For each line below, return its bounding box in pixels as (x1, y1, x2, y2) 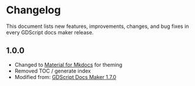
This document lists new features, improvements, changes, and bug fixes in (6, 23, 189, 30)
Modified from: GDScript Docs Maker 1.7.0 (14, 73, 116, 80)
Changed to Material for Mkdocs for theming (14, 61, 123, 68)
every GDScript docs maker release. (6, 28, 94, 35)
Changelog (6, 3, 61, 17)
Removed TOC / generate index (14, 67, 91, 74)
